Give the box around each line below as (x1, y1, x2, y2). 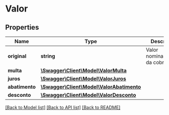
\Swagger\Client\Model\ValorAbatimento (40, 83, 141, 90)
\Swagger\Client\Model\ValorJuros (40, 75, 127, 82)
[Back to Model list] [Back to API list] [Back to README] (5, 104, 121, 110)
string (40, 53, 55, 59)
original (8, 53, 27, 59)
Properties (5, 23, 39, 32)
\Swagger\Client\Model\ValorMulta (40, 67, 127, 74)
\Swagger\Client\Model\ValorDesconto (40, 91, 136, 98)
